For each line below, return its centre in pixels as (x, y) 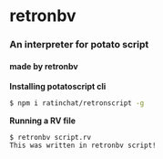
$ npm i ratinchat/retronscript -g (77, 103)
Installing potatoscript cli (58, 87)
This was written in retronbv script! (83, 146)
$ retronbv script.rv (51, 138)
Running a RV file (42, 121)
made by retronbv (44, 66)
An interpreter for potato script (79, 45)
